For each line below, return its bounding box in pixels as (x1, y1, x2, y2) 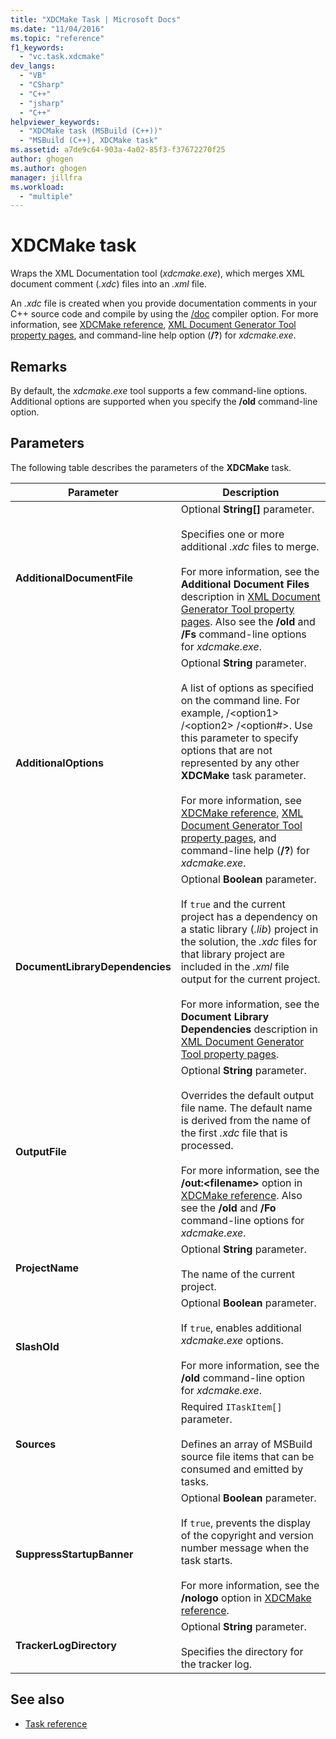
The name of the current (180, 1267, 295, 1281)
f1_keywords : (10, 42, 65, 53)
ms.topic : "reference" (10, 33, 105, 43)
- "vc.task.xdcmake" (19, 52, 105, 62)
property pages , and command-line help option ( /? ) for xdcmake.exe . (10, 329, 297, 341)
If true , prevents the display (180, 1516, 312, 1530)
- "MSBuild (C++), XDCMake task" (19, 136, 159, 146)
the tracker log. (180, 1657, 253, 1671)
